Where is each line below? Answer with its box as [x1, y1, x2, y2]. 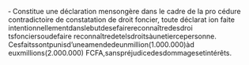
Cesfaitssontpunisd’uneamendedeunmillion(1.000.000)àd [8, 40, 195, 49]
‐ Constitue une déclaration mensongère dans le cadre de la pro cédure [8, 7, 241, 16]
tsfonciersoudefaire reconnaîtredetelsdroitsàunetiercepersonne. [8, 31, 217, 41]
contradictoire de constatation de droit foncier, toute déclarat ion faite [8, 15, 236, 24]
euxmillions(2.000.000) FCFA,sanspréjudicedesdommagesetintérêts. [8, 49, 232, 57]
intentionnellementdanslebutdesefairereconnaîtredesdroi [8, 23, 194, 32]
